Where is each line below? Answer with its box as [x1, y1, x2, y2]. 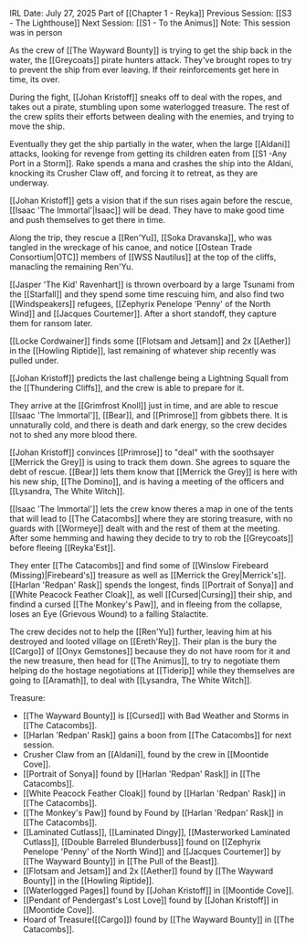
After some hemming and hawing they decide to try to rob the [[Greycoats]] [9, 533, 294, 543]
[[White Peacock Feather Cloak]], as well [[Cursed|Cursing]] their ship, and [9, 589, 292, 599]
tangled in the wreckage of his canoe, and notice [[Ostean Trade [9, 242, 253, 252]
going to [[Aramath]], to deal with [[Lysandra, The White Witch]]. [9, 675, 253, 685]
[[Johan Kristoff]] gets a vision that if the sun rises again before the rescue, [9, 196, 293, 206]
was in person [9, 27, 63, 37]
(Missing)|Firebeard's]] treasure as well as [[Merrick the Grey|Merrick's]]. [9, 570, 287, 580]
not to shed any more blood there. [9, 429, 138, 440]
